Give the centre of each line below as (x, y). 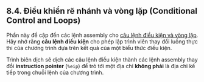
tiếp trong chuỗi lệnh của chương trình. (55, 72)
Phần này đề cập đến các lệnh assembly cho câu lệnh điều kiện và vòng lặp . (102, 35)
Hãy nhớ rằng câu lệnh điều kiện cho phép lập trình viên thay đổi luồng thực (102, 41)
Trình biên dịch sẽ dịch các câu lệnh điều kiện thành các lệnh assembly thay (102, 59)
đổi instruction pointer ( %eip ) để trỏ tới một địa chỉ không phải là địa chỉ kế (101, 66)
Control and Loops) (44, 21)
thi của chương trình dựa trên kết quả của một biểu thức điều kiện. (89, 48)
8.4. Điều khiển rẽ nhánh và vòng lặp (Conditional (102, 11)
